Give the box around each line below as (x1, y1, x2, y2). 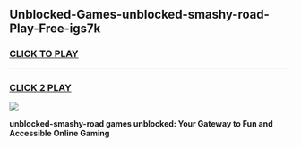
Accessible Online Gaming (9, 127, 110, 138)
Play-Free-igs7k (9, 21, 101, 37)
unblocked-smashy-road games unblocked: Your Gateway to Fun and (9, 118, 273, 128)
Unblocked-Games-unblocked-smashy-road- (9, 7, 271, 22)
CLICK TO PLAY (9, 48, 79, 61)
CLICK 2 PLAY (9, 81, 72, 94)
